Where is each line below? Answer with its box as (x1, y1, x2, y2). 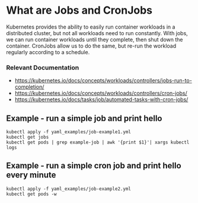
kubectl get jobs (6, 135, 49, 140)
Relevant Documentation (6, 63, 79, 71)
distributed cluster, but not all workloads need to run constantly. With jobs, (6, 29, 188, 36)
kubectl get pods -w (6, 191, 58, 197)
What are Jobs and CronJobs (6, 4, 153, 17)
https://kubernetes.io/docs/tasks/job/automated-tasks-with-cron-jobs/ (14, 96, 189, 103)
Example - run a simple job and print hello (6, 113, 162, 123)
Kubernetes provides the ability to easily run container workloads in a (6, 23, 175, 30)
